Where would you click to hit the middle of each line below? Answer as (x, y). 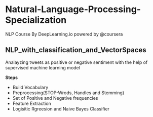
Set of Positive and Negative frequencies (55, 98)
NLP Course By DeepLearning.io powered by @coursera (64, 34)
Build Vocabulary (30, 87)
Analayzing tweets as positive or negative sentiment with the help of (76, 62)
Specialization (36, 20)
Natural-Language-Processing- (73, 9)
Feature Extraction (32, 103)
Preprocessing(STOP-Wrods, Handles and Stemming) (68, 93)
